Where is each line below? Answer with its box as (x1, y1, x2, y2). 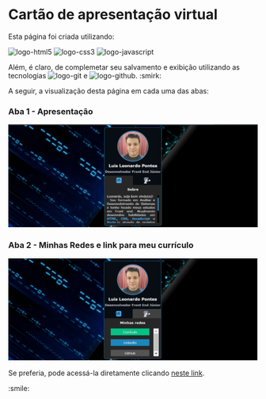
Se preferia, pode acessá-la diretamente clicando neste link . (8, 368, 205, 378)
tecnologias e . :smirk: (8, 70, 162, 80)
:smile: (8, 384, 30, 393)
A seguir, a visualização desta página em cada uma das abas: (8, 85, 209, 96)
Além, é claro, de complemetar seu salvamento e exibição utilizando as (8, 62, 240, 72)
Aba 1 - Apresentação (8, 105, 93, 116)
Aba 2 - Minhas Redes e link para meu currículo (8, 240, 194, 251)
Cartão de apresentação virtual (8, 6, 218, 24)
